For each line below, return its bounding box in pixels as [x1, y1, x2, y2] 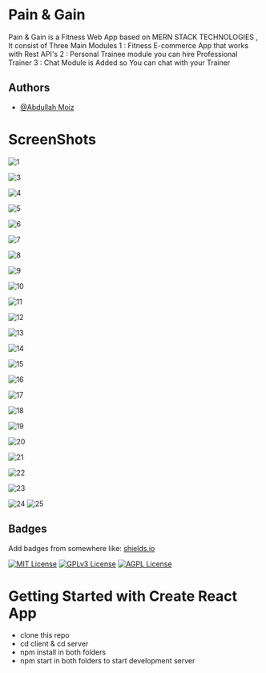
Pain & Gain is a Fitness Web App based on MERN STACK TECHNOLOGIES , [8, 32, 259, 42]
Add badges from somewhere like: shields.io [8, 543, 155, 553]
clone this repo [19, 630, 70, 640]
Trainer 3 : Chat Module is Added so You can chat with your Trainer [8, 58, 231, 67]
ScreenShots [8, 130, 96, 148]
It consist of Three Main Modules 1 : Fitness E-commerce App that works [8, 40, 249, 50]
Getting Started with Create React [8, 587, 238, 605]
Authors [8, 81, 50, 95]
